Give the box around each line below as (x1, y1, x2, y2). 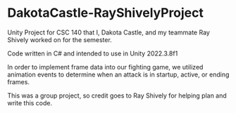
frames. (7, 77, 30, 86)
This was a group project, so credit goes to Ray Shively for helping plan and (7, 91, 227, 100)
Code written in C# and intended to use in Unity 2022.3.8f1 (7, 49, 178, 58)
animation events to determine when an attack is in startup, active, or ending (7, 70, 230, 79)
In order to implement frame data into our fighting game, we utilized (7, 62, 204, 71)
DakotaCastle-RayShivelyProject (7, 5, 204, 21)
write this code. (7, 98, 53, 107)
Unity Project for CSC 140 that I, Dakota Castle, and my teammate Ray (7, 28, 210, 36)
